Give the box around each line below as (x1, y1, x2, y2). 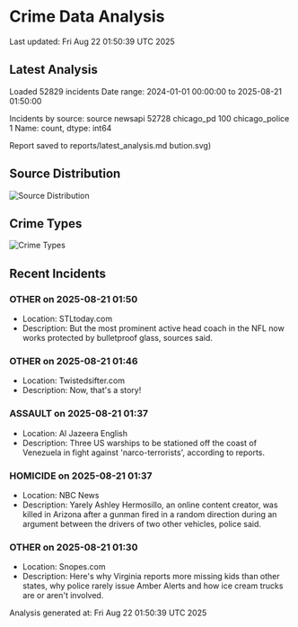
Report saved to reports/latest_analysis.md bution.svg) (9, 139, 212, 150)
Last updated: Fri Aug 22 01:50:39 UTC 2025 (9, 36, 175, 47)
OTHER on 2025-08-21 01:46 (9, 354, 138, 367)
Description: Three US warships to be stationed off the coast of (22, 437, 258, 448)
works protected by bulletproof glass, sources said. (22, 333, 214, 344)
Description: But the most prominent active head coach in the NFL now (22, 323, 285, 334)
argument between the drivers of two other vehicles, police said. (22, 518, 262, 529)
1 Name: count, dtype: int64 (9, 122, 112, 133)
